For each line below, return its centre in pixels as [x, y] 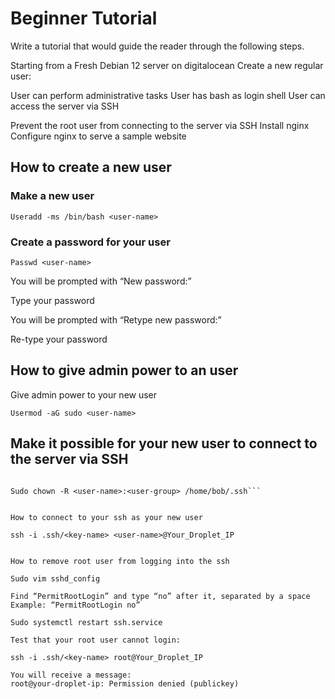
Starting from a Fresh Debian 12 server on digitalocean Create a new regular [167, 65]
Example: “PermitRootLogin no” [75, 605]
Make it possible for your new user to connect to [164, 443]
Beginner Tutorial [84, 18]
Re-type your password [59, 339]
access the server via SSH [65, 106]
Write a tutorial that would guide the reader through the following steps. [157, 46]
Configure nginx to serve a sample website [98, 136]
